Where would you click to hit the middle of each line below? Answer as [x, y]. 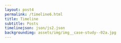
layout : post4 [19, 10]
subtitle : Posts [21, 23]
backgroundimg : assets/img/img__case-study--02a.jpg [60, 33]
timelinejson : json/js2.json [35, 28]
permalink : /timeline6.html [34, 14]
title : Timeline [21, 19]
